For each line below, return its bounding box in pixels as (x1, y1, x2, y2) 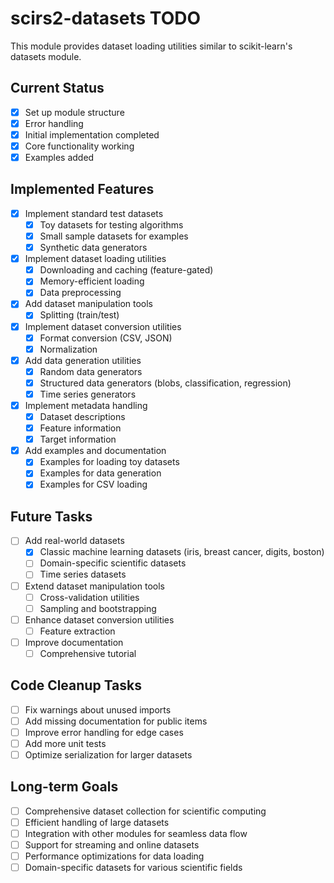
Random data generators (39, 365, 143, 377)
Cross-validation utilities (39, 591, 140, 603)
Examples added (24, 152, 95, 163)
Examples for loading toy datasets (39, 456, 180, 468)
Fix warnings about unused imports (24, 703, 172, 716)
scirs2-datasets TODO (10, 7, 202, 30)
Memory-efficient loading (39, 275, 145, 287)
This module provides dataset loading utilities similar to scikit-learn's (10, 40, 293, 52)
